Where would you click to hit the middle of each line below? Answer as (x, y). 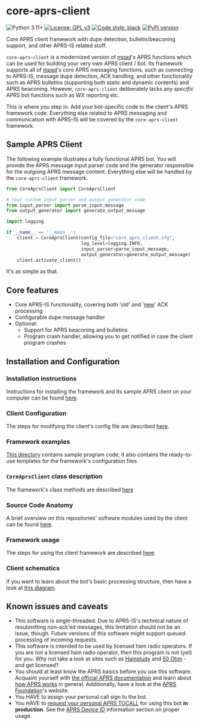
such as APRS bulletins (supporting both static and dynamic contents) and (98, 82)
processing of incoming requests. (56, 640)
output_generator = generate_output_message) (136, 254)
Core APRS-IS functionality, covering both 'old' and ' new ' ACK (91, 305)
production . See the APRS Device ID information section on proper (97, 709)
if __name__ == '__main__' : (41, 232)
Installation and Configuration (63, 362)
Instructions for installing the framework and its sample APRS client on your (99, 391)
